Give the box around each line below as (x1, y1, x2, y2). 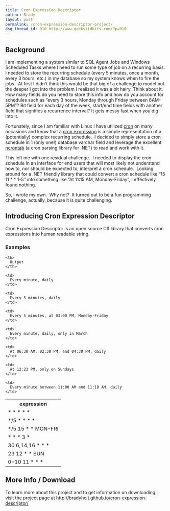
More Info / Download (5, 476, 76, 484)
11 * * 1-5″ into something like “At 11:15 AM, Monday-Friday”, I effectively (5, 176, 156, 182)
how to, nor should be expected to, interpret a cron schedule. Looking (5, 165, 154, 172)
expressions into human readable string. (5, 231, 90, 237)
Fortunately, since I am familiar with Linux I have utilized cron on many (5, 123, 153, 129)
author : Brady (5, 12, 36, 17)
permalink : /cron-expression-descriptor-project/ (5, 21, 113, 27)
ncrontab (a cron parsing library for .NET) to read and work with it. (5, 144, 144, 151)
